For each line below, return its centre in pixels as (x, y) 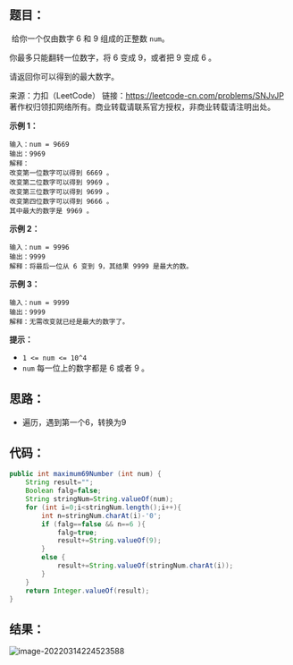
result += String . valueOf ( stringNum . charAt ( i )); (145, 566)
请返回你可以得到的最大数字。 (64, 76)
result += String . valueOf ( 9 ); (109, 541)
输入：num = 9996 (39, 247)
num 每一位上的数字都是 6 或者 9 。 (86, 368)
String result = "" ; (59, 482)
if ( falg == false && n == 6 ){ (93, 524)
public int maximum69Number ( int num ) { (86, 474)
